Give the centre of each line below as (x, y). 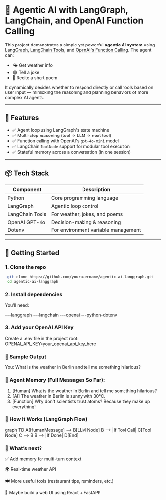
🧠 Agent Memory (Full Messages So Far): (55, 380)
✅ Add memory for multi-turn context (43, 459)
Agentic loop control (75, 206)
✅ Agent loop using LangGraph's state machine (61, 130)
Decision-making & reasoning (86, 222)
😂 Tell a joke (26, 72)
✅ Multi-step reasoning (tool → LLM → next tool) (62, 135)
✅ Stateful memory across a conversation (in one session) (71, 152)
